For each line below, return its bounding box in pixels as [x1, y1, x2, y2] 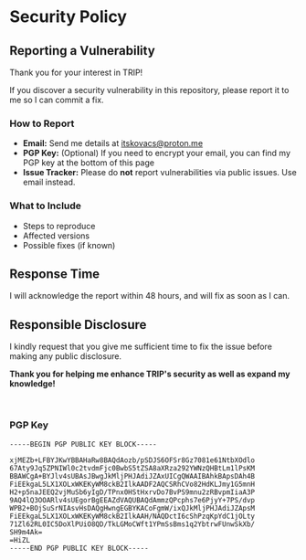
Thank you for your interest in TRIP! [9, 67, 143, 78]
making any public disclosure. [9, 351, 121, 362]
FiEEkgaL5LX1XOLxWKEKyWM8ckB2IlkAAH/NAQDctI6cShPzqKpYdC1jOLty [9, 512, 256, 521]
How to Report [9, 117, 75, 130]
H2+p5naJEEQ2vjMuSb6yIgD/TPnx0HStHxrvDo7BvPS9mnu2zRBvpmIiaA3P [9, 487, 256, 497]
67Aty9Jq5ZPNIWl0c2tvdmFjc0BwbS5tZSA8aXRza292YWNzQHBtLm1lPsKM [9, 463, 256, 472]
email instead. [22, 176, 76, 188]
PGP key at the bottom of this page [22, 157, 155, 168]
